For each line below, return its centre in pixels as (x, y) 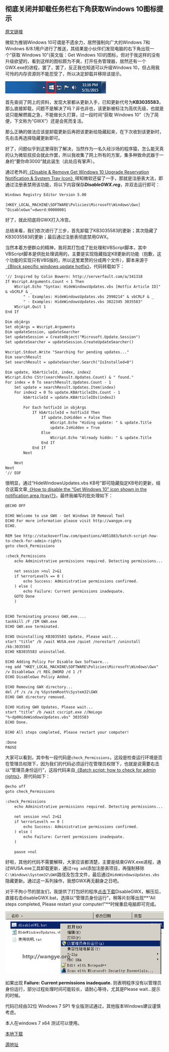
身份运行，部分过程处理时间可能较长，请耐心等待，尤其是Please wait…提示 (83, 989)
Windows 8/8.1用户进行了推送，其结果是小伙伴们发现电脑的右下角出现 (77, 48)
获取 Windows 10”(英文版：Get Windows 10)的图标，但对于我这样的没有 (86, 55)
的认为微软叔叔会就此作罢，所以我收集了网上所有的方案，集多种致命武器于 (82, 155)
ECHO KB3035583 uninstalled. (36, 652)
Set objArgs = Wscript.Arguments (40, 327)
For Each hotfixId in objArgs (55, 407)
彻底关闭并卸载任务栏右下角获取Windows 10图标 (81, 9)
